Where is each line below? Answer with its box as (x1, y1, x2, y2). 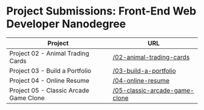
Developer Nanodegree (6, 17, 126, 31)
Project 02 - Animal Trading (9, 49, 90, 57)
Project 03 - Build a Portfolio (9, 66, 92, 75)
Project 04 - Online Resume (9, 76, 90, 85)
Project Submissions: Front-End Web (6, 4, 197, 18)
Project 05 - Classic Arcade (9, 86, 90, 94)
